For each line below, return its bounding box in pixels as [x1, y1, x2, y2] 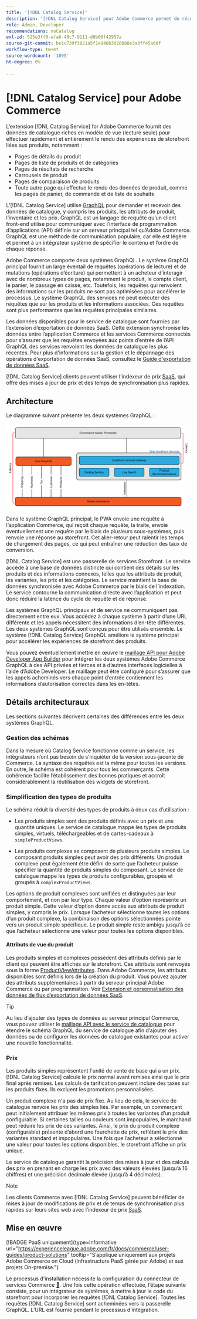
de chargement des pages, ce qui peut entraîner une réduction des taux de [6, 540, 188, 547]
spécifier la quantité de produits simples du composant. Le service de [14, 866, 184, 874]
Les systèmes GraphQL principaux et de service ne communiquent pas [6, 607, 178, 614]
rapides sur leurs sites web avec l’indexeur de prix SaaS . [6, 1206, 142, 1213]
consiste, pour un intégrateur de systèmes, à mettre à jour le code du [6, 1287, 174, 1294]
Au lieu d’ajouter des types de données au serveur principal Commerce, [6, 1014, 180, 1021]
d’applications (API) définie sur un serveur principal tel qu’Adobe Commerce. [6, 226, 191, 234]
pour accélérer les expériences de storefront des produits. [6, 638, 147, 645]
